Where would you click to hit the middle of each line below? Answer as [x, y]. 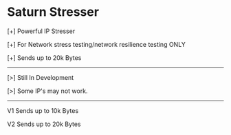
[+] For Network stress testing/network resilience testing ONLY [96, 44]
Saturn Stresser [53, 12]
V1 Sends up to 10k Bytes [43, 110]
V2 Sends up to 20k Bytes [44, 124]
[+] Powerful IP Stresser [41, 31]
